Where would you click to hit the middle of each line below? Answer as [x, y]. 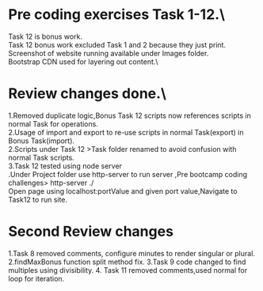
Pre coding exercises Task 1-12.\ [117, 15]
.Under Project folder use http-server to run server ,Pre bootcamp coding [128, 174]
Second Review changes [91, 232]
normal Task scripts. [42, 157]
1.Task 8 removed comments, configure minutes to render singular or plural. [132, 253]
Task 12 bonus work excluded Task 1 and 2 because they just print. [117, 44]
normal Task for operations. [53, 123]
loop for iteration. [36, 278]
